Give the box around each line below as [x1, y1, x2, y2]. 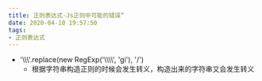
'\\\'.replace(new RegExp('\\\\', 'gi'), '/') [19, 55, 144, 64]
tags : [8, 26, 26, 34]
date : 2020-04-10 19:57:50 [8, 19, 98, 27]
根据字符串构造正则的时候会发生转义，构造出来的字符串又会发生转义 [31, 64, 255, 74]
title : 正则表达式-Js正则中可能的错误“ [8, 11, 125, 20]
